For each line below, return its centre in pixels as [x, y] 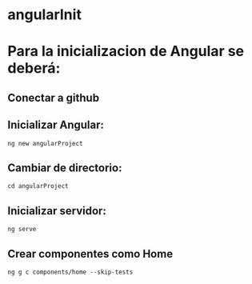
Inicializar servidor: [57, 211]
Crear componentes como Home [90, 254]
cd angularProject [38, 186]
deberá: [34, 68]
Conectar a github [54, 98]
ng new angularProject [45, 143]
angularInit [44, 15]
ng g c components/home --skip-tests [70, 272]
